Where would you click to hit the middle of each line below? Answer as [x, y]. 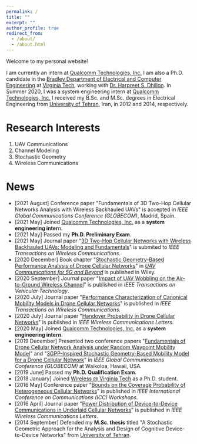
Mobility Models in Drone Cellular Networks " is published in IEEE [93, 303]
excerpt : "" [21, 22]
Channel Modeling [37, 150]
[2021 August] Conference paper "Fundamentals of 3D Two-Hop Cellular [103, 203]
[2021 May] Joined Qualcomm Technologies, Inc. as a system [90, 222]
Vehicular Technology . [42, 291]
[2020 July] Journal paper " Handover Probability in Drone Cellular [95, 315]
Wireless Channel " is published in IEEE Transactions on [108, 284]
